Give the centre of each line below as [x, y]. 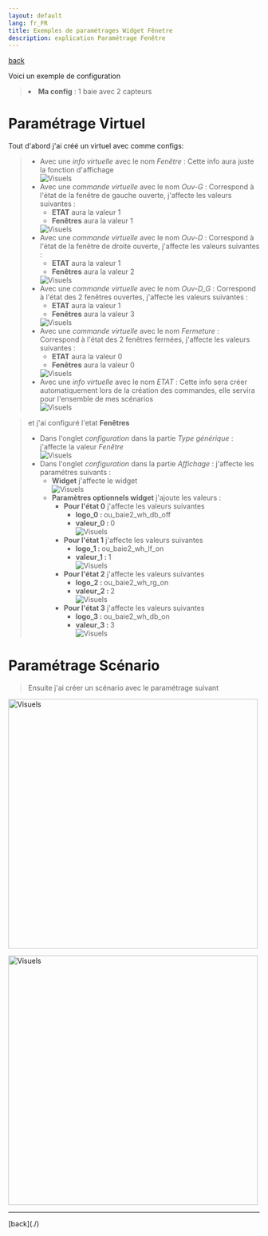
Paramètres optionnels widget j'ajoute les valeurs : [136, 498]
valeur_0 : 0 [95, 523]
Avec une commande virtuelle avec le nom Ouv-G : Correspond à [147, 187]
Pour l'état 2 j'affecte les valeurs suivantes [134, 574]
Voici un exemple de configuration [65, 76]
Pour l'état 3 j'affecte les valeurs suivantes [134, 608]
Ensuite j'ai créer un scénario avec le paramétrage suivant [123, 688]
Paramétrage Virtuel [77, 124]
